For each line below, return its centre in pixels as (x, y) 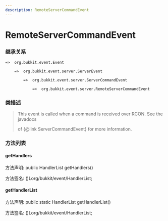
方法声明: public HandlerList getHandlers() (49, 167)
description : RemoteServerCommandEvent (47, 10)
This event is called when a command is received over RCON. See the (90, 114)
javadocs (27, 119)
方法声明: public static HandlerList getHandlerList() (58, 202)
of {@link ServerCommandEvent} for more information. (75, 129)
